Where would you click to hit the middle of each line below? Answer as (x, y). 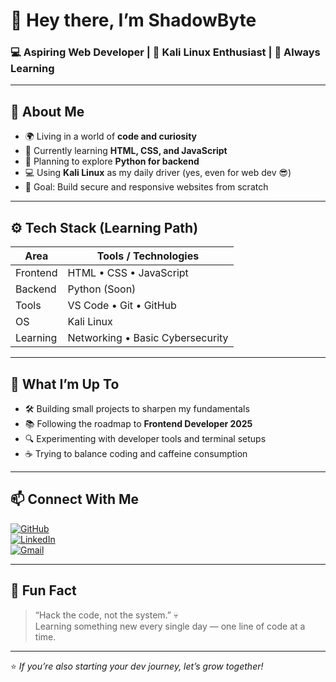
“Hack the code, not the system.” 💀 (106, 615)
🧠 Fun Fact (43, 590)
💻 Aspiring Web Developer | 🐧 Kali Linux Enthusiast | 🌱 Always (165, 52)
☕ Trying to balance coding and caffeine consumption (136, 453)
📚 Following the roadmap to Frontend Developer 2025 (138, 423)
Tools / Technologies (148, 256)
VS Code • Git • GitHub (122, 306)
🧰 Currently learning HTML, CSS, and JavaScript (126, 151)
